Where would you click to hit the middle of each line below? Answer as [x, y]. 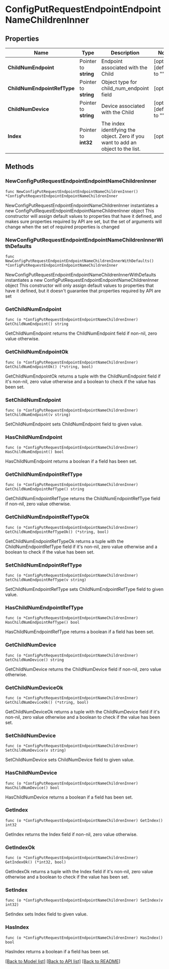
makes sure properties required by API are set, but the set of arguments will [83, 221]
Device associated [123, 106]
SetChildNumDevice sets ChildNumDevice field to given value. [70, 760]
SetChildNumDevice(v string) [36, 750]
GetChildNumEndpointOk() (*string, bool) [49, 367]
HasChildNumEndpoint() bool [35, 452]
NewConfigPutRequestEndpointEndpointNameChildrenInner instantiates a [82, 205]
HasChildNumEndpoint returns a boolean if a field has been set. [71, 461]
